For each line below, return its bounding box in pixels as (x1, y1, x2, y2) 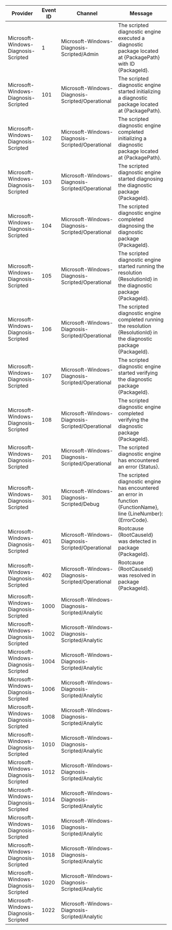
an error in (118, 491, 143, 498)
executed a (118, 34, 145, 42)
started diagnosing (118, 175, 164, 182)
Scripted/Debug (61, 501, 100, 507)
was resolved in (118, 572, 156, 579)
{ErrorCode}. (118, 517, 148, 523)
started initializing (118, 88, 161, 95)
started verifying (118, 370, 158, 376)
